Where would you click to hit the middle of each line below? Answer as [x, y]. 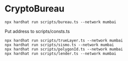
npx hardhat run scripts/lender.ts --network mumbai [61, 53]
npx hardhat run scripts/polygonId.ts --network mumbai [64, 49]
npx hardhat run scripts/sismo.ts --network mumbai [59, 45]
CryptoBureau [35, 9]
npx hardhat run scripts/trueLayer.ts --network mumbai [64, 40]
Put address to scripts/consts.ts [37, 31]
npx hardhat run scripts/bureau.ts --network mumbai [61, 22]
